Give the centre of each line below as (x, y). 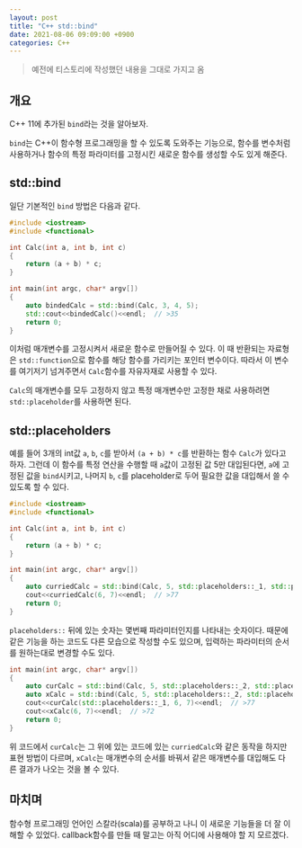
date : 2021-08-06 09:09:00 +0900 (72, 34)
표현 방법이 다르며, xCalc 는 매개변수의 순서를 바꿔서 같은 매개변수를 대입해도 (143, 757)
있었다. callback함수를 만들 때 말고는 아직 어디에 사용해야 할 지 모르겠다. (162, 835)
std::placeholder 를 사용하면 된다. (71, 402)
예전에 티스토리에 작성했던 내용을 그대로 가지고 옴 (118, 69)
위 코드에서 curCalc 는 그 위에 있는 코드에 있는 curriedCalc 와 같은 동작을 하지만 (148, 746)
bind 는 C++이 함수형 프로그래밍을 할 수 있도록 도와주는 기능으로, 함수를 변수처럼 (150, 143)
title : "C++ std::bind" (54, 26)
